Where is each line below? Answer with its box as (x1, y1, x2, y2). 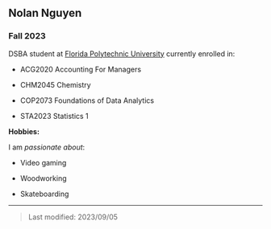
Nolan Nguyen (8, 6, 82, 20)
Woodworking (19, 173, 67, 183)
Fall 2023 (8, 31, 46, 42)
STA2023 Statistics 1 (19, 111, 89, 121)
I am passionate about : (8, 142, 85, 152)
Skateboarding (19, 189, 69, 198)
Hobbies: (8, 126, 40, 136)
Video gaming (19, 157, 67, 167)
